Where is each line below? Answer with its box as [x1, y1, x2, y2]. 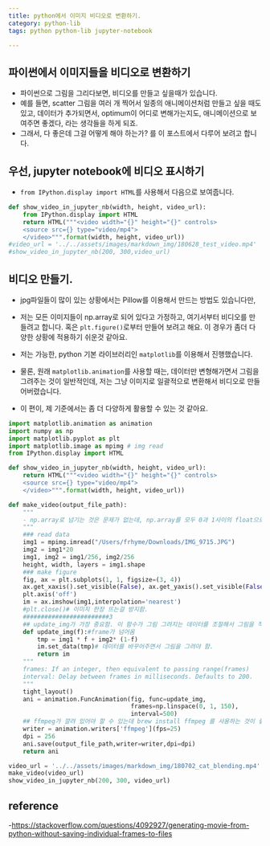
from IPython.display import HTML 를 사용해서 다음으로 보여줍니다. [19, 187, 235, 197]
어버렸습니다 [19, 386, 60, 396]
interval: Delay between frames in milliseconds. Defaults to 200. [22, 672, 253, 680]
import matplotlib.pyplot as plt [8, 435, 121, 443]
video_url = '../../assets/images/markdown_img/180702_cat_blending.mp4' [8, 762, 261, 770]
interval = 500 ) [130, 710, 178, 718]
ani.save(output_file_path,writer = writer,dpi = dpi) [22, 740, 196, 748]
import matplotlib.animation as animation [8, 419, 153, 427]
